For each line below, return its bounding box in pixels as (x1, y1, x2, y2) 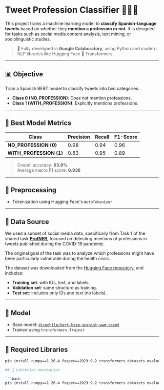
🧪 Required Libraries (5, 346, 68, 354)
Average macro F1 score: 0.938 (17, 167, 81, 173)
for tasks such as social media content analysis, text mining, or (5, 31, 131, 37)
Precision (67, 133, 90, 140)
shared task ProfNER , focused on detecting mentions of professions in (5, 236, 147, 242)
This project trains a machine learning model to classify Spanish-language (5, 21, 157, 26)
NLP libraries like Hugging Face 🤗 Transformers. (17, 51, 114, 57)
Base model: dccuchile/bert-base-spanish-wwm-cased (12, 322, 120, 328)
